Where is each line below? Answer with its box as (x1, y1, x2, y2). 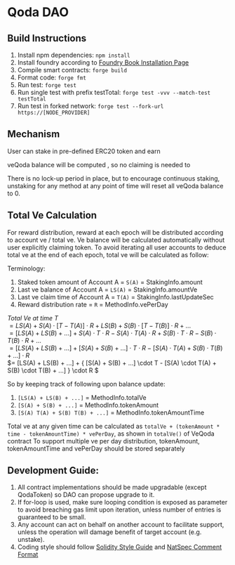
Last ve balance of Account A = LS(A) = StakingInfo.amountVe (17, 285, 198, 294)
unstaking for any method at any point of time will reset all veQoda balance (7, 181, 224, 190)
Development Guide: (7, 465, 100, 476)
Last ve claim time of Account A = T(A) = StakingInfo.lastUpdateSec (17, 292, 214, 301)
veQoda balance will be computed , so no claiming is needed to (7, 160, 191, 169)
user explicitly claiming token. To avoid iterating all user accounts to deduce (7, 243, 227, 252)
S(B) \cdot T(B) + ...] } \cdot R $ (7, 366, 99, 375)
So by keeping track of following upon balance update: (7, 379, 166, 388)
